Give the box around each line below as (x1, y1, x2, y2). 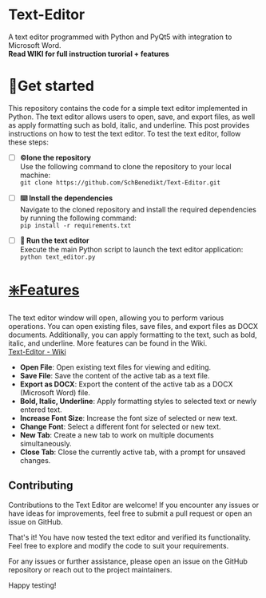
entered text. (19, 405, 62, 414)
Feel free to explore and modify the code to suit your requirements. (8, 541, 229, 550)
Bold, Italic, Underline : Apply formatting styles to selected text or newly (19, 396, 257, 406)
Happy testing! (8, 580, 57, 590)
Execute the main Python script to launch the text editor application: (19, 245, 244, 254)
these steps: (8, 137, 50, 147)
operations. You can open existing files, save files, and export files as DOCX (8, 321, 258, 331)
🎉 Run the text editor (19, 236, 89, 245)
